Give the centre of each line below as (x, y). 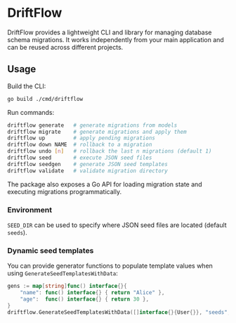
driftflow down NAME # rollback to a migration (80, 145)
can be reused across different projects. (65, 47)
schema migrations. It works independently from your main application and (116, 39)
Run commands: (31, 112)
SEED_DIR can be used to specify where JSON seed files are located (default (117, 225)
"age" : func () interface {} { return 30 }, (85, 299)
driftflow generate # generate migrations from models (92, 125)
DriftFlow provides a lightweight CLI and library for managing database (110, 32)
